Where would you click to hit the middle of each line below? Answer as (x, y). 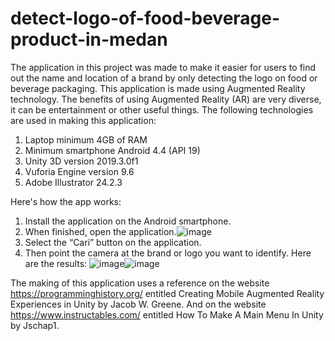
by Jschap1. (35, 325)
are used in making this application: (83, 120)
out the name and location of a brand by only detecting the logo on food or (164, 78)
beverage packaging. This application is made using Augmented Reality (158, 88)
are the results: (56, 263)
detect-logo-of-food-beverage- (145, 18)
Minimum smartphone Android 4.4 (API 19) (112, 150)
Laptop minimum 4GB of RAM (86, 139)
